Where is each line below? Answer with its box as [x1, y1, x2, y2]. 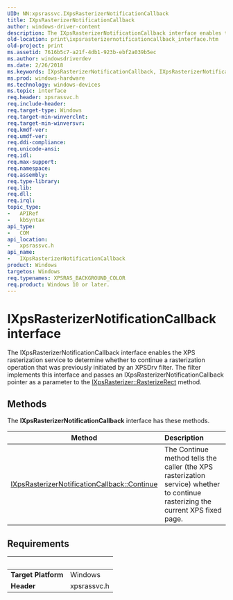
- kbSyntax [7, 216, 45, 223]
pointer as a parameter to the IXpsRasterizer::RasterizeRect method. [7, 378, 202, 386]
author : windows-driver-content [7, 23, 101, 30]
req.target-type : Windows [7, 107, 82, 114]
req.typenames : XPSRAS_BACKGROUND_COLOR [7, 275, 126, 282]
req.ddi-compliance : [7, 139, 67, 146]
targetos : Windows [7, 268, 60, 275]
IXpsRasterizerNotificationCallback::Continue [10, 479, 158, 489]
